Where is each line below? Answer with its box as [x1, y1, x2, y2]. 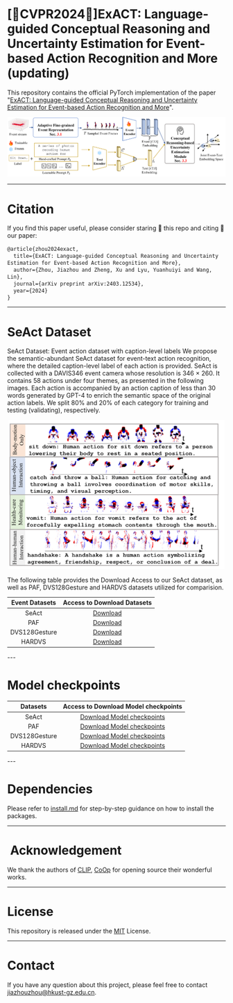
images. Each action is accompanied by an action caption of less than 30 [7, 384, 216, 392]
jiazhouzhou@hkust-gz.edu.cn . [7, 988, 97, 996]
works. [7, 872, 27, 881]
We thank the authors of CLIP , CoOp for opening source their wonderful [7, 865, 213, 874]
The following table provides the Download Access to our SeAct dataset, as [7, 576, 223, 584]
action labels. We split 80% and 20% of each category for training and [7, 399, 209, 407]
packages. [7, 811, 37, 819]
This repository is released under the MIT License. [7, 927, 151, 935]
